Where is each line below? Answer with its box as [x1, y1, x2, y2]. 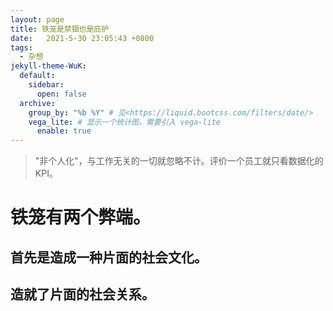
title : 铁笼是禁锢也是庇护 [10, 24, 110, 34]
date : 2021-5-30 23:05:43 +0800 [10, 33, 155, 43]
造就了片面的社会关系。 [10, 286, 155, 303]
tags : [10, 42, 33, 53]
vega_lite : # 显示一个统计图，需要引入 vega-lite [28, 117, 222, 127]
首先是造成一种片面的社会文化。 [10, 249, 208, 266]
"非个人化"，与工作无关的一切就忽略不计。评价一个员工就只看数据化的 [34, 155, 324, 167]
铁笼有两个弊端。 [10, 206, 152, 229]
